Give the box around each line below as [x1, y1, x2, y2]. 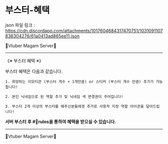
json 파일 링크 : [5, 22, 35, 28]
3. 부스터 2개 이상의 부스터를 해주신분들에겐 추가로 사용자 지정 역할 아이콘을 [5, 103, 144, 109]
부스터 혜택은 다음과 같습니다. [5, 68, 63, 74]
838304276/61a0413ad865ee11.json [5, 33, 80, 39]
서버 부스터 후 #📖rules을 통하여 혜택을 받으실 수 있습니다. [5, 118, 116, 124]
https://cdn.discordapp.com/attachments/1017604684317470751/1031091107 [5, 27, 163, 33]
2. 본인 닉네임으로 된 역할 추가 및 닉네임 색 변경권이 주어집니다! [5, 94, 123, 99]
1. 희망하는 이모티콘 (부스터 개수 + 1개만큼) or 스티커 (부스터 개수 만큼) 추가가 [5, 79, 154, 84]
